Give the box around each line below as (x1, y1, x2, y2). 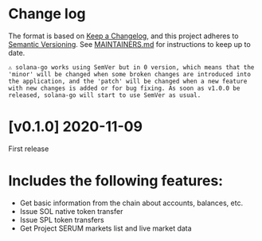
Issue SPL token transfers (19, 215, 105, 224)
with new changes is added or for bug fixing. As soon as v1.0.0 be (8, 84, 240, 92)
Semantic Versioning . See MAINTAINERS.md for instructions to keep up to (8, 39, 251, 49)
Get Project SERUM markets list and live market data (19, 224, 193, 233)
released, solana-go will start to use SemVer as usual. (8, 91, 201, 99)
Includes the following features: (8, 172, 224, 190)
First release (8, 144, 49, 154)
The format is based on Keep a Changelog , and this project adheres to (8, 31, 239, 41)
